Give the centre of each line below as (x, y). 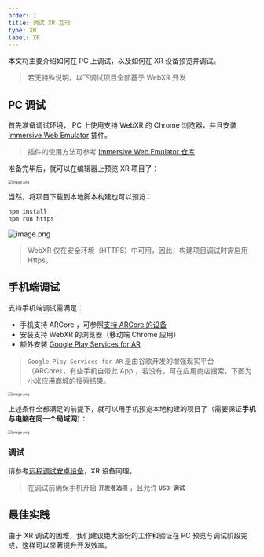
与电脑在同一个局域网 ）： (48, 418)
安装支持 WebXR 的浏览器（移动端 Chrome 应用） (100, 334)
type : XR (22, 30)
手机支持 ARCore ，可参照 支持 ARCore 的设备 (93, 325)
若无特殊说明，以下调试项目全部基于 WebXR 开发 (106, 78)
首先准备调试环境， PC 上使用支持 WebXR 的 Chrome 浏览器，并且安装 (123, 125)
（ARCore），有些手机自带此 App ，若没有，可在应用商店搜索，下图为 (139, 370)
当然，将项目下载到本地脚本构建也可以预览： (81, 197)
